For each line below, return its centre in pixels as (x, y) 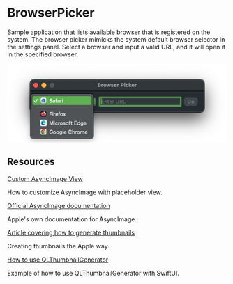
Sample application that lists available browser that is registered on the (109, 32)
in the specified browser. (43, 54)
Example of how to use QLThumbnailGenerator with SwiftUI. (93, 273)
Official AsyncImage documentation (59, 205)
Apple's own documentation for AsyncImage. (72, 219)
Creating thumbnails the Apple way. (59, 246)
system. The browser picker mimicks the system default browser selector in (116, 39)
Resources (31, 162)
